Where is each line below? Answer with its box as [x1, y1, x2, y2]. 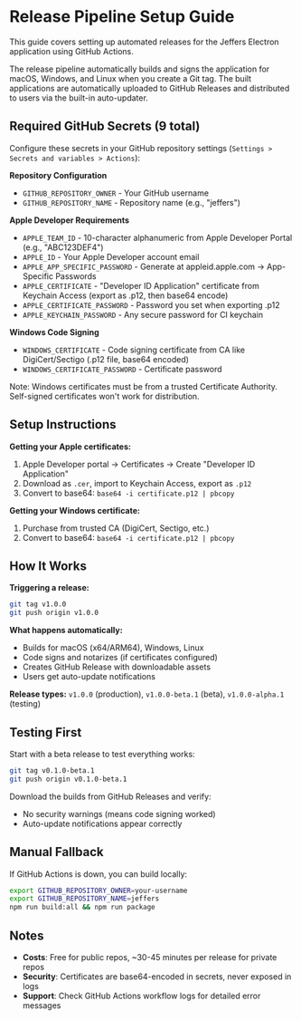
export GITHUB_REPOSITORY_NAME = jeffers [9, 894, 160, 903]
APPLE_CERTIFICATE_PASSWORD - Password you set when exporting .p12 [22, 299, 280, 310]
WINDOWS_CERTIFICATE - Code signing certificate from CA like [22, 344, 246, 355]
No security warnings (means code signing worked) [22, 808, 216, 819]
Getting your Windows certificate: [9, 505, 140, 515]
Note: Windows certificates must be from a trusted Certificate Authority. [9, 380, 278, 391]
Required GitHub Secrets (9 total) [9, 119, 201, 134]
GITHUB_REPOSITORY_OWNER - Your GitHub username [22, 188, 210, 198]
